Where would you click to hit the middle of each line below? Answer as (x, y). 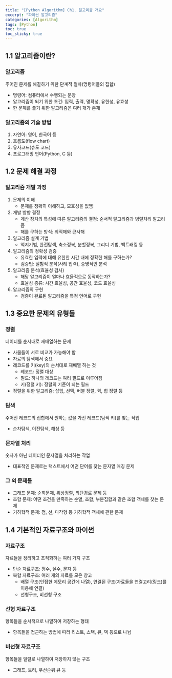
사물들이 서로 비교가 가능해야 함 (44, 353)
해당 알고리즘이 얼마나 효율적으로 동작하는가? (66, 276)
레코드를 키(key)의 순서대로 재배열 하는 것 (54, 365)
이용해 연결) (32, 588)
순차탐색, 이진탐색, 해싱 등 (39, 429)
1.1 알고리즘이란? (30, 56)
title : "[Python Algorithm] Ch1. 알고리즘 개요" (55, 10)
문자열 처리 (18, 443)
